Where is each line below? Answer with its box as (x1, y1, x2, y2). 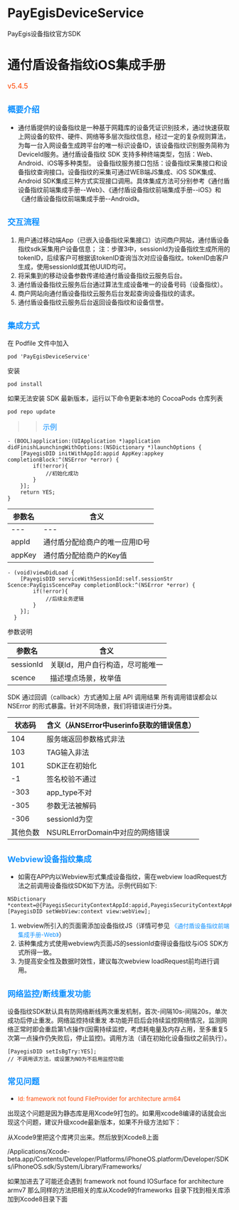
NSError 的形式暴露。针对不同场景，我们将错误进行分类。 (7, 702, 176, 711)
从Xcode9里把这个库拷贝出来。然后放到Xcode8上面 (7, 1132, 159, 1141)
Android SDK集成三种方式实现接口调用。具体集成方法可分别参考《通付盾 (17, 176, 230, 185)
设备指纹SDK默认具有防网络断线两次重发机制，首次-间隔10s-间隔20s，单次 (7, 1007, 228, 1015)
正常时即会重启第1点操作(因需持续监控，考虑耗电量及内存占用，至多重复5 (13, 1024, 228, 1033)
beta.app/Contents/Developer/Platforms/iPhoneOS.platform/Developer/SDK (7, 1155, 229, 1163)
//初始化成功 (45, 470, 79, 477)
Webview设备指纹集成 (7, 854, 92, 864)
